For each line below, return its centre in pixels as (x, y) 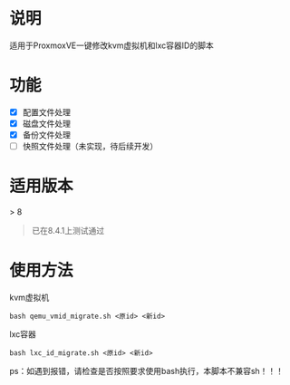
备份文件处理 (46, 135)
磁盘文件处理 (46, 123)
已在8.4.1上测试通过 (68, 231)
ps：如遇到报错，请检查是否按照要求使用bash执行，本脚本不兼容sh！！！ (146, 371)
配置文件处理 (46, 112)
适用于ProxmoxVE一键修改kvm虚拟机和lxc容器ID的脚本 (112, 45)
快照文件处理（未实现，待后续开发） (90, 147)
